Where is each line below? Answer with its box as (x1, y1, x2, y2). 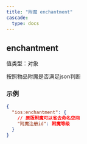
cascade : (6, 15, 29, 21)
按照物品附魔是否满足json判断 (6, 73, 81, 80)
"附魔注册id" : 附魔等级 (17, 121, 70, 127)
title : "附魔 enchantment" (6, 9, 73, 15)
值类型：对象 (6, 60, 38, 67)
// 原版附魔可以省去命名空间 (17, 115, 80, 121)
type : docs (12, 20, 40, 26)
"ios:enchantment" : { (12, 109, 67, 116)
